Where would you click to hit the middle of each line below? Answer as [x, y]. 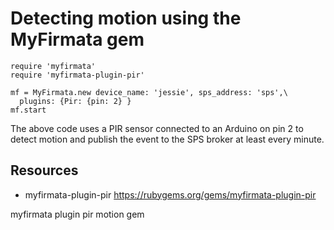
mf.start [28, 110]
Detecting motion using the [126, 18]
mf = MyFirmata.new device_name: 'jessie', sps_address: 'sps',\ [149, 92]
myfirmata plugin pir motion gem [77, 214]
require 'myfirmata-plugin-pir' [77, 75]
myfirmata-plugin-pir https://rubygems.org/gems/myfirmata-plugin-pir [170, 194]
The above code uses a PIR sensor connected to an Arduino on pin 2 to [157, 128]
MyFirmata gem [77, 39]
